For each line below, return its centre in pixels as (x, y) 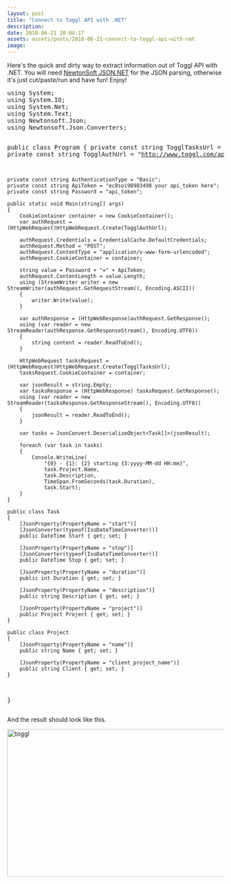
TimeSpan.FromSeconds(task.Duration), (99, 482)
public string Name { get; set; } (69, 651)
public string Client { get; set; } (72, 669)
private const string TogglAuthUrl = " (74, 154)
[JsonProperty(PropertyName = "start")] (78, 524)
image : (16, 46)
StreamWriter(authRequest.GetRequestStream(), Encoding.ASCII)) (101, 288)
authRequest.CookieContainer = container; (81, 258)
